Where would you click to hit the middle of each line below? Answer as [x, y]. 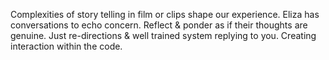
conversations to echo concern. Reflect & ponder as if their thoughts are [159, 25]
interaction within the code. [66, 46]
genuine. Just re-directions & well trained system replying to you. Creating [163, 35]
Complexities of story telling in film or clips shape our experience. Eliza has [165, 14]
